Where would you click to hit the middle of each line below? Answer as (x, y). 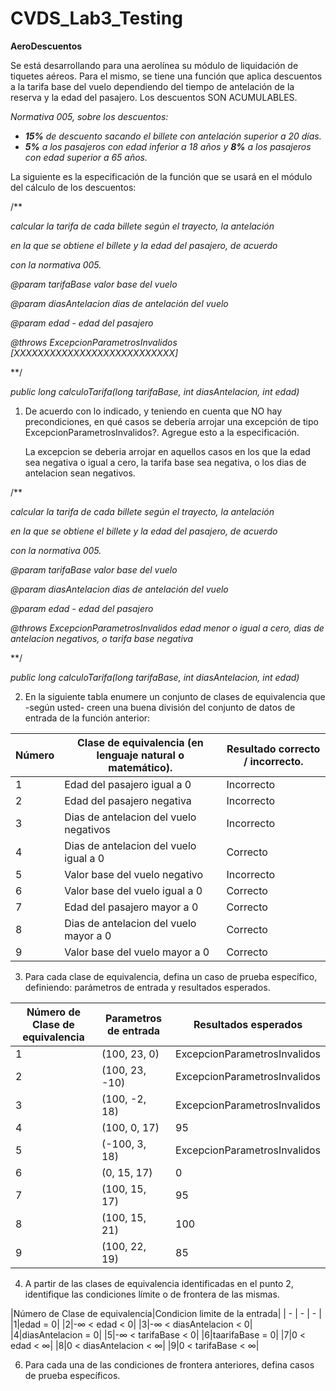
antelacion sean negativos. (80, 473)
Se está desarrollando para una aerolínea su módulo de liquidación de (154, 65)
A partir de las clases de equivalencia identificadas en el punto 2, (159, 1283)
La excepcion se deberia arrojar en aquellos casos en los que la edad (167, 451)
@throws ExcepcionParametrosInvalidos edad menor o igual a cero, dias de (167, 628)
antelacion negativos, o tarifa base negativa (102, 638)
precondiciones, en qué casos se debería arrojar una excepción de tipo (171, 421)
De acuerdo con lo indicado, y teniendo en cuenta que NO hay (153, 411)
